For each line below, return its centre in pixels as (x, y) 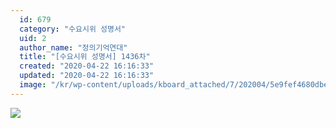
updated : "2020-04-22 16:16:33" (87, 76)
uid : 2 (33, 38)
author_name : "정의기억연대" (73, 47)
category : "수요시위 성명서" (73, 29)
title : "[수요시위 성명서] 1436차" (85, 57)
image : (33, 85)
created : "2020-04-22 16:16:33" (87, 66)
